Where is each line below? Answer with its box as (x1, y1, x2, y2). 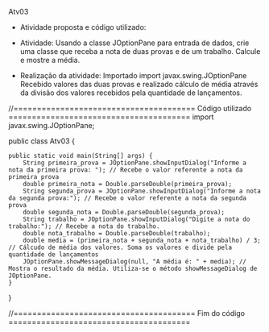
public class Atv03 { (8, 136, 75, 146)
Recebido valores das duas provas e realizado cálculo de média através (19, 80, 259, 89)
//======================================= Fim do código (8, 309, 246, 317)
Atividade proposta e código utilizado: (19, 23, 147, 31)
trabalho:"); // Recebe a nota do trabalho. (8, 222, 160, 230)
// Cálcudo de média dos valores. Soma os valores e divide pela (8, 243, 232, 251)
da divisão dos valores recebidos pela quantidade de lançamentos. (19, 88, 242, 98)
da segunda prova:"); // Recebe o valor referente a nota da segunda (8, 194, 247, 202)
